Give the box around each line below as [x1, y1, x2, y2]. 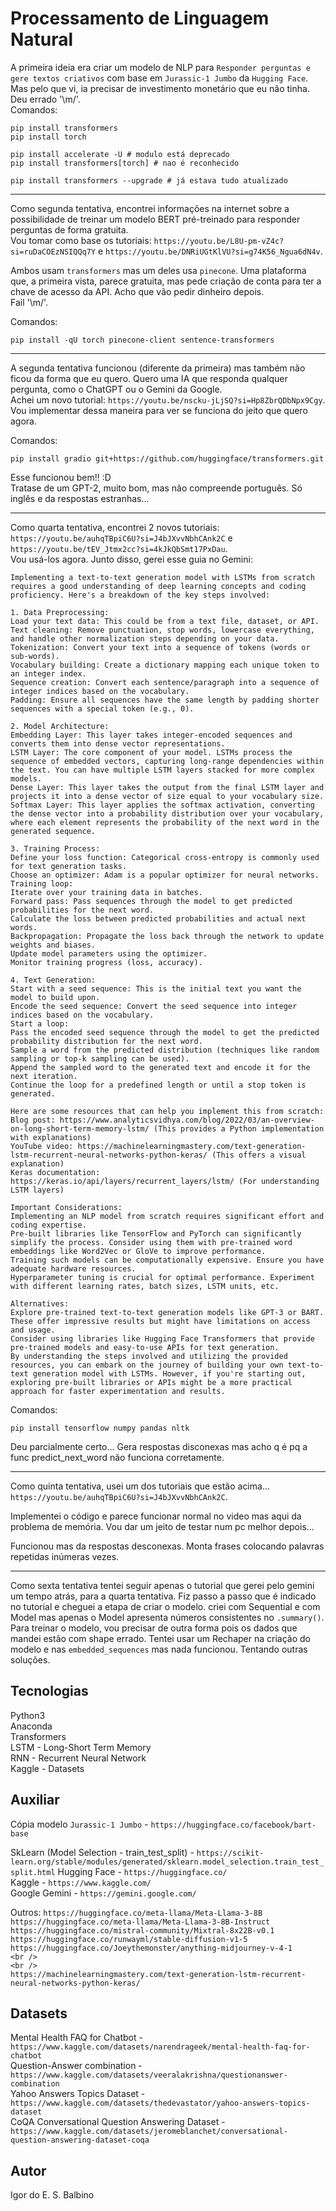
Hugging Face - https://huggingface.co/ [57, 1865, 228, 1877]
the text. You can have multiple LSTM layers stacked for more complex [10, 765, 315, 775]
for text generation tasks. [10, 861, 128, 871]
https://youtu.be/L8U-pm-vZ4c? [153, 236, 285, 246]
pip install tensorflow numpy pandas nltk [10, 1423, 190, 1433]
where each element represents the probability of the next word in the [10, 817, 320, 827]
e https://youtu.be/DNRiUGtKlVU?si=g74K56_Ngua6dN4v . [97, 245, 323, 257]
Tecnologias [10, 1683, 89, 1700]
